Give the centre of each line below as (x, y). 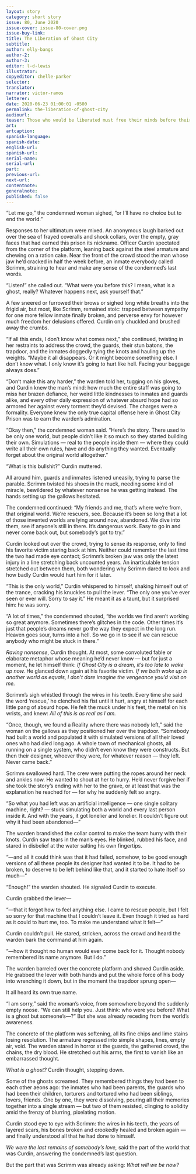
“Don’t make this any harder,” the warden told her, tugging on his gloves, (93, 381)
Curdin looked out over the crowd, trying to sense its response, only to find (96, 544)
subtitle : (18, 44)
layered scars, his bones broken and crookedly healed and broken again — (96, 1130)
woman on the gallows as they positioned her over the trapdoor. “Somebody (98, 731)
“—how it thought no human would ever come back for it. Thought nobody (95, 951)
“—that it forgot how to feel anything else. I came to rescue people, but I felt (97, 910)
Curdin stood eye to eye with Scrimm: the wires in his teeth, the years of (93, 1124)
